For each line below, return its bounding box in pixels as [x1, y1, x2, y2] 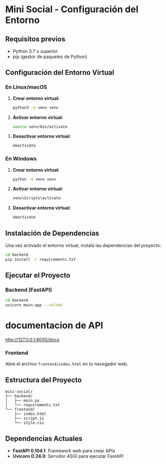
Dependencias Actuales [5, 434, 83, 443]
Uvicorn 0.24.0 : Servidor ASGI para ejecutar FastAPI [12, 453, 124, 459]
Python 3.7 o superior [12, 48, 58, 54]
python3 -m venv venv [12, 105, 59, 110]
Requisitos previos [5, 35, 65, 43]
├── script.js [14, 416, 44, 421]
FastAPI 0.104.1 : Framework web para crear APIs [12, 448, 115, 454]
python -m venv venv [12, 177, 56, 182]
